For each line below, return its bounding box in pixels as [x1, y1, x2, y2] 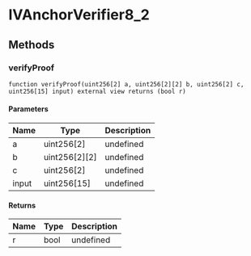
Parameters [8, 104, 49, 114]
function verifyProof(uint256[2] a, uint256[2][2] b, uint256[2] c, [8, 80, 245, 88]
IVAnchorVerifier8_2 [8, 6, 150, 24]
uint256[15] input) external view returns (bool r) [8, 87, 186, 95]
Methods [8, 38, 55, 52]
